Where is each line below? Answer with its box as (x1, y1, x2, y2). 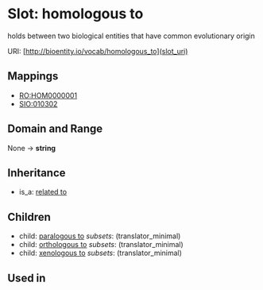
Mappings (7, 69, 59, 83)
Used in (7, 271, 46, 284)
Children (7, 210, 51, 223)
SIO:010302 (18, 99, 58, 108)
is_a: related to (18, 188, 68, 197)
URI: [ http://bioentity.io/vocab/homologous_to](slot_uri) (7, 46, 188, 56)
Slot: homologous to (7, 5, 144, 23)
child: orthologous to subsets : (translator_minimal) (18, 240, 184, 249)
